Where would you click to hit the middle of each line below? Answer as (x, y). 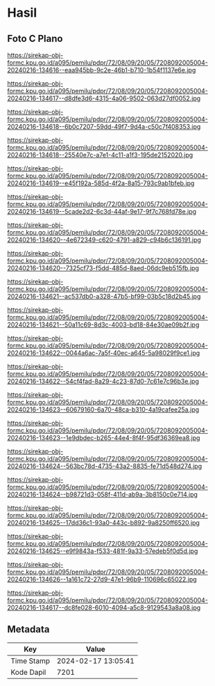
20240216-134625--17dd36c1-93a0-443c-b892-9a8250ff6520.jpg (103, 523)
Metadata (28, 629)
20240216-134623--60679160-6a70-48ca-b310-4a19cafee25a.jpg (103, 410)
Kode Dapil (28, 672)
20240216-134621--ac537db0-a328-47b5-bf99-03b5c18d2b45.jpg (104, 296)
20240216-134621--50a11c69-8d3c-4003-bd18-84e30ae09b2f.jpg (103, 325)
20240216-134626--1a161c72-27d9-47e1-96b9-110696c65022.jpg (102, 579)
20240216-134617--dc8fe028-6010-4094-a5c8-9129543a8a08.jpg (104, 608)
